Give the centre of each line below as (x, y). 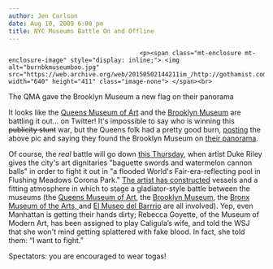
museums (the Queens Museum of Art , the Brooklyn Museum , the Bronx (129, 197)
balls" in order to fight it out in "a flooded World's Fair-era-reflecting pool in (135, 171)
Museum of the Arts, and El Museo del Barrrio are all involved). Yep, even (131, 206)
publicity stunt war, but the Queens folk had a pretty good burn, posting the (135, 130)
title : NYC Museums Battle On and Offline (81, 31)
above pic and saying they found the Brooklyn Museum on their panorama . (133, 138)
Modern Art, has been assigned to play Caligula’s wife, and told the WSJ (129, 223)
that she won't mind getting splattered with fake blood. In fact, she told (127, 232)
